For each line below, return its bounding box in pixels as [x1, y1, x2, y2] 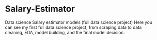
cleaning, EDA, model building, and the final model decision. [5, 29, 125, 35]
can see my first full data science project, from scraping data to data [5, 24, 142, 30]
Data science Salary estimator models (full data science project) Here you [5, 19, 153, 25]
